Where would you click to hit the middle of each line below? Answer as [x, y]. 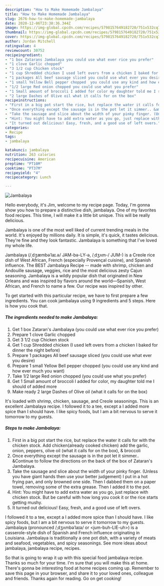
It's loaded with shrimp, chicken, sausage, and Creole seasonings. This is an [82, 401]
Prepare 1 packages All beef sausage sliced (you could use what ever [82, 356]
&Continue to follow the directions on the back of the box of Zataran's [82, 461]
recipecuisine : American [30, 159]
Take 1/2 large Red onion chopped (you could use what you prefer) [79, 376]
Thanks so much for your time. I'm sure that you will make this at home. [77, 563]
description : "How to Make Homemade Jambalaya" [54, 10]
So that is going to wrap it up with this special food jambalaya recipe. [74, 558]
